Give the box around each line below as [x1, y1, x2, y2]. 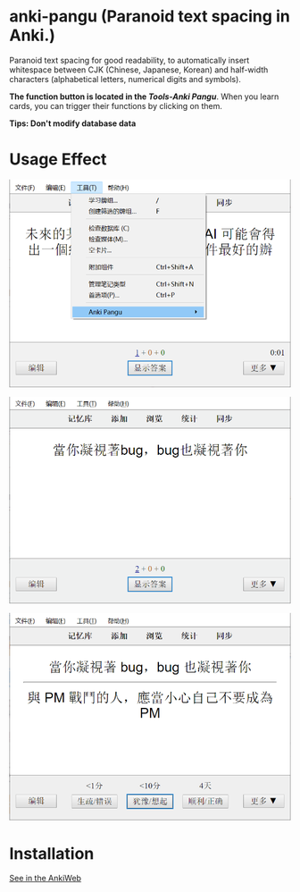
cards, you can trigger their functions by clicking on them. [9, 100, 223, 111]
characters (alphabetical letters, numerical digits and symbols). [9, 73, 241, 84]
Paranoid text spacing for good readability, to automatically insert [9, 55, 250, 65]
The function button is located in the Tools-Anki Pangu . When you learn [9, 91, 279, 102]
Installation [9, 843, 95, 863]
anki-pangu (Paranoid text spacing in [9, 6, 290, 27]
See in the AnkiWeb [9, 873, 82, 884]
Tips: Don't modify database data [9, 118, 137, 129]
